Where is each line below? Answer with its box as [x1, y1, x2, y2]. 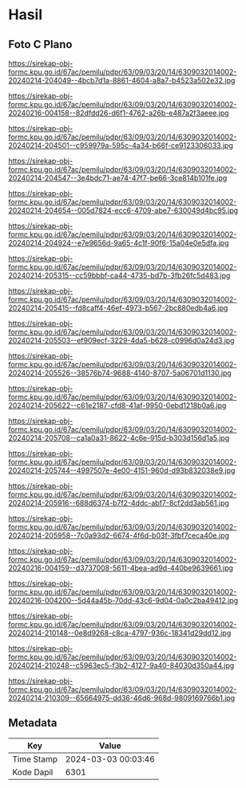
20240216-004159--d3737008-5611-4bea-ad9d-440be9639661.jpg [8, 563, 234, 573]
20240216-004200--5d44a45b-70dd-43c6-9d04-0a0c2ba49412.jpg [8, 596, 239, 605]
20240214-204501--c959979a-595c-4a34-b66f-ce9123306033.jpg [8, 141, 233, 150]
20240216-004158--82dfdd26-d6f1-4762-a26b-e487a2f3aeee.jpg [8, 108, 229, 118]
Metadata [8, 716, 58, 730]
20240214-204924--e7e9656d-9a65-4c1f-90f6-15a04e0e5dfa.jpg [8, 238, 229, 247]
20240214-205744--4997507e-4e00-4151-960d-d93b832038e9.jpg [8, 466, 236, 475]
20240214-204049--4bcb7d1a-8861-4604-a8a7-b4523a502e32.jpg [8, 76, 236, 85]
